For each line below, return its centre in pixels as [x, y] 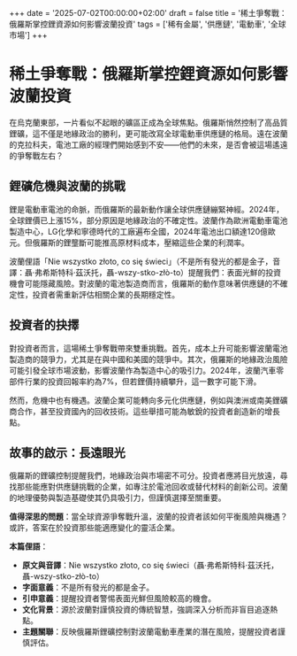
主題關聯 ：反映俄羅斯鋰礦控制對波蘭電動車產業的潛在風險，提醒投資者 [150, 632]
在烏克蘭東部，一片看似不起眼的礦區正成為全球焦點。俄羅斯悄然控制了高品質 [148, 122]
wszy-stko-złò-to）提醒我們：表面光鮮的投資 [199, 272]
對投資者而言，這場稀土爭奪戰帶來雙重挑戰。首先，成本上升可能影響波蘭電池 [148, 348]
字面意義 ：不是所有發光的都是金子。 [88, 588]
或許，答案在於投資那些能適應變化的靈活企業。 [94, 528]
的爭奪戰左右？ [36, 155]
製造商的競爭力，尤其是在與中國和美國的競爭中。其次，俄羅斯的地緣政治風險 [148, 359]
